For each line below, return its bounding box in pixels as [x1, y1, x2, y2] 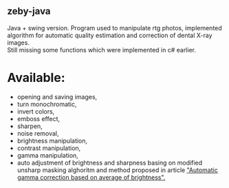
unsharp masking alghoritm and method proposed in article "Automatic [17, 165, 218, 174]
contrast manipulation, [17, 144, 81, 152]
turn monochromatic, [17, 100, 77, 108]
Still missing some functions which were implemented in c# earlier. [7, 45, 196, 54]
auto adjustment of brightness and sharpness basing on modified [17, 158, 203, 167]
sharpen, [17, 122, 43, 130]
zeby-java [7, 6, 51, 17]
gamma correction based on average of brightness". [17, 173, 166, 181]
